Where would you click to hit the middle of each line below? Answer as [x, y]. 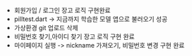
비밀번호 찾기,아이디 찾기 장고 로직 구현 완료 [74, 36]
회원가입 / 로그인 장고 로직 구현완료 [62, 10]
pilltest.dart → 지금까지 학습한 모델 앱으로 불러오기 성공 [91, 19]
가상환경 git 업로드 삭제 [46, 28]
